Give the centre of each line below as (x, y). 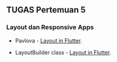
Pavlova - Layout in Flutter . (48, 40)
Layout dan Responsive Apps (50, 27)
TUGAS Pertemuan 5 (46, 10)
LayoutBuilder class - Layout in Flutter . (63, 52)
